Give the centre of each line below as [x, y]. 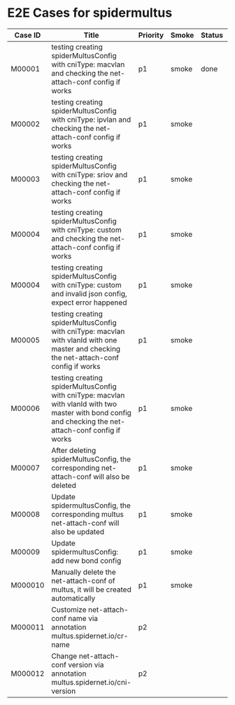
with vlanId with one [84, 340]
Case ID [28, 35]
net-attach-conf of [83, 580]
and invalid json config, [89, 293]
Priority [151, 35]
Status [212, 35]
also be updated [78, 531]
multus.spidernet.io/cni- [91, 682]
